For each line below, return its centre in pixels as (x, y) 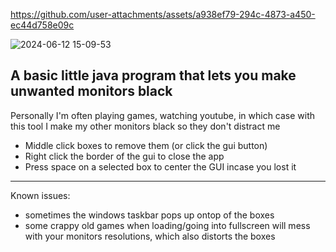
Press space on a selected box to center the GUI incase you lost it (160, 166)
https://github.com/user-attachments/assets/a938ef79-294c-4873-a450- (163, 14)
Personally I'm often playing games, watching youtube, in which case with (163, 115)
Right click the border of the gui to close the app (124, 156)
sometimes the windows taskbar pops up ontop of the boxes (149, 215)
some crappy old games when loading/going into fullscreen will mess (167, 225)
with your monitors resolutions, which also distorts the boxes (150, 236)
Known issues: (40, 195)
